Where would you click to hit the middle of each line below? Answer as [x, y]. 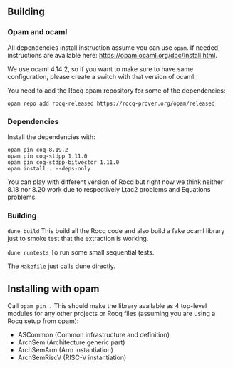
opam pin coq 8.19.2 [38, 150]
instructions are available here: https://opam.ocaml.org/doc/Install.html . [113, 55]
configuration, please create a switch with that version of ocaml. [102, 76]
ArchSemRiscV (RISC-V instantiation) [72, 358]
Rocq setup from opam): [43, 321]
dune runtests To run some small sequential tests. [81, 252]
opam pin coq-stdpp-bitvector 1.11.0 [63, 162]
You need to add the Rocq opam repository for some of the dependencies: [116, 90]
